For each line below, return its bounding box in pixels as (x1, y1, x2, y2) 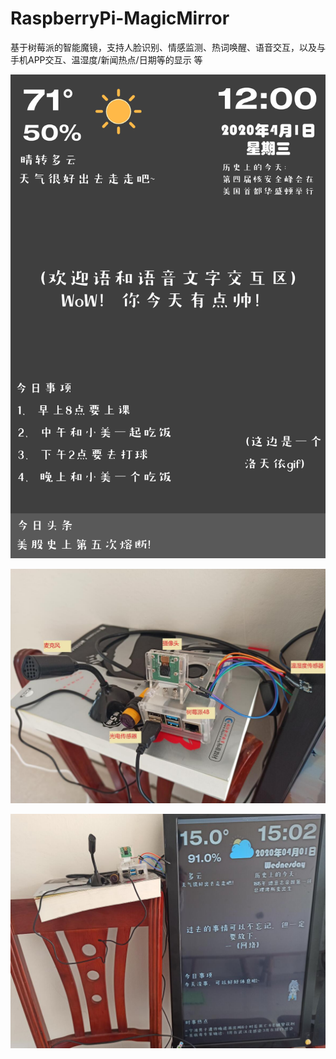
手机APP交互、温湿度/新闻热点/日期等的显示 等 (10, 53, 203, 66)
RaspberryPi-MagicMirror (10, 7, 230, 30)
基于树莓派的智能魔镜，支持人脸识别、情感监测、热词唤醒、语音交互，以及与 (10, 41, 326, 53)
